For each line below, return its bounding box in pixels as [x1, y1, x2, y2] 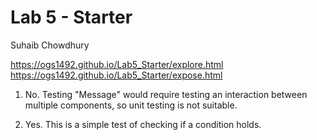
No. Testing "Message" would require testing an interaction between [24, 88, 308, 100]
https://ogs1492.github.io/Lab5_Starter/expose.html [10, 69, 223, 81]
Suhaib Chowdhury [10, 39, 90, 51]
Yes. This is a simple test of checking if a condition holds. [24, 118, 262, 130]
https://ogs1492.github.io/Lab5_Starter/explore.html [10, 58, 224, 70]
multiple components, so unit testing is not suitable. [24, 99, 238, 111]
